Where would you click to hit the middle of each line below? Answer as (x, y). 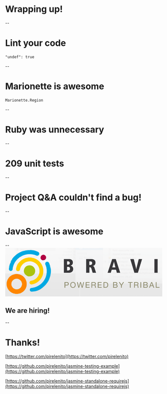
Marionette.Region (24, 100)
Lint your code (36, 43)
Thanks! (23, 343)
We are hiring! (27, 311)
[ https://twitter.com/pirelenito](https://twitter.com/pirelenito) (67, 357)
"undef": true (20, 57)
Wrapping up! (34, 9)
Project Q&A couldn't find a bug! (74, 197)
